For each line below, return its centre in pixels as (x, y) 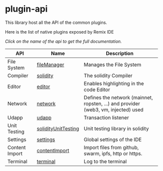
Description (120, 53)
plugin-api (26, 9)
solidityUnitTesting (58, 129)
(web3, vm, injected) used (114, 110)
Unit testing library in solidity (116, 129)
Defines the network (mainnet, (118, 97)
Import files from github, (111, 147)
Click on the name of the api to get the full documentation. (64, 41)
